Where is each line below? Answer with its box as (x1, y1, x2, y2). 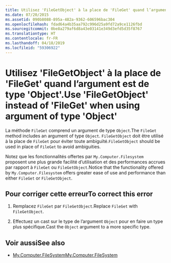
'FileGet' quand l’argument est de (5, 78, 149, 90)
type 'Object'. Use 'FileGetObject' (5, 89, 149, 100)
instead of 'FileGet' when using (5, 100, 140, 111)
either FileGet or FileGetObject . (5, 175, 73, 181)
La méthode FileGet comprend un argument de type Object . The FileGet (5, 127, 157, 133)
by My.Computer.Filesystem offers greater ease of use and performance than (5, 169, 166, 176)
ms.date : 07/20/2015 (5, 12, 49, 17)
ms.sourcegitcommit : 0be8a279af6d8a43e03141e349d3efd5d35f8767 (5, 26, 142, 32)
